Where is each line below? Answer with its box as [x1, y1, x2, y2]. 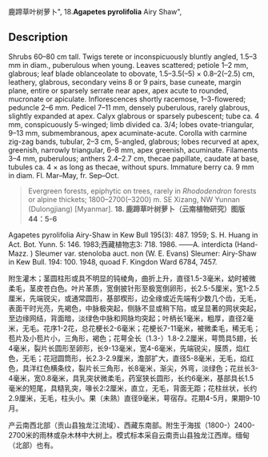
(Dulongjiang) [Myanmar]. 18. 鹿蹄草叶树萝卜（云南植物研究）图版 [27, 204, 246, 213]
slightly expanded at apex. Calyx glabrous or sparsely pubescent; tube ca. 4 [8, 111, 260, 121]
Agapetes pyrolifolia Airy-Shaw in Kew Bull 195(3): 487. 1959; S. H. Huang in [8, 230, 258, 240]
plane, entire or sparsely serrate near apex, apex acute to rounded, [8, 85, 230, 95]
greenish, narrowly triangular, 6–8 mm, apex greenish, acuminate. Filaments [8, 145, 258, 154]
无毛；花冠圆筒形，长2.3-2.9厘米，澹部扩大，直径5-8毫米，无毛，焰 [22, 353, 248, 363]
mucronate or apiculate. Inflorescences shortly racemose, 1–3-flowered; [8, 94, 246, 104]
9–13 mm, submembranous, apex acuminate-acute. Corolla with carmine [8, 128, 247, 137]
